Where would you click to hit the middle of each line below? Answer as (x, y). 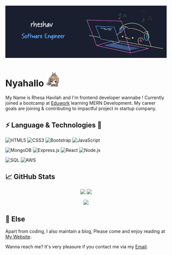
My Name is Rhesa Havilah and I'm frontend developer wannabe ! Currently (85, 97)
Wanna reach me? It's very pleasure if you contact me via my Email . (77, 247)
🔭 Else (15, 219)
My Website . (18, 237)
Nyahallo (25, 83)
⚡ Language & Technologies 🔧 (53, 125)
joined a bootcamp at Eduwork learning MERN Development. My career (81, 103)
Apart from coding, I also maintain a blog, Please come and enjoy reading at (85, 231)
